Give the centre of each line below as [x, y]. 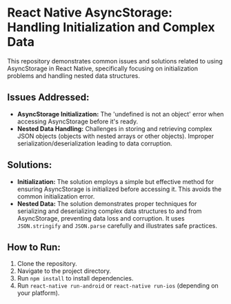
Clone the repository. [47, 264]
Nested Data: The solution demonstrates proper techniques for [107, 203]
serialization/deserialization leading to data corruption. [94, 143]
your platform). [38, 293]
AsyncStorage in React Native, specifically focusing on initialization [103, 68]
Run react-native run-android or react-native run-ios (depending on [118, 286]
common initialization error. [56, 196]
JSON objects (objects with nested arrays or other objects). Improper [115, 136]
